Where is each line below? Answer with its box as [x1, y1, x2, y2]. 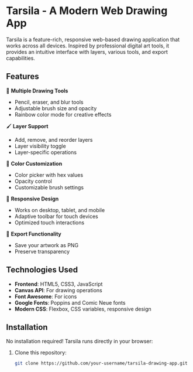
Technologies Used [6, 265, 78, 275]
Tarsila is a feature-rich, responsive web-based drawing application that [6, 36, 180, 43]
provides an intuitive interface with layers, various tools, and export [6, 48, 168, 55]
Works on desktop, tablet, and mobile [14, 206, 105, 213]
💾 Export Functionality [6, 230, 61, 237]
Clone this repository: [14, 349, 67, 356]
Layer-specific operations [14, 148, 77, 156]
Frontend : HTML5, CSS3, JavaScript [14, 280, 103, 288]
